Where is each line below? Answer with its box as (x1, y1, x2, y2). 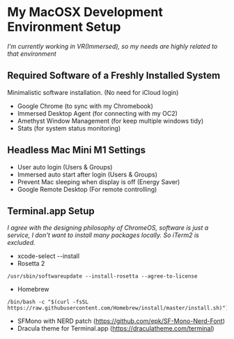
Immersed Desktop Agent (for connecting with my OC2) (17, 109, 178, 117)
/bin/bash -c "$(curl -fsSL (7, 299, 89, 306)
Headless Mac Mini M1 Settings (7, 144, 146, 156)
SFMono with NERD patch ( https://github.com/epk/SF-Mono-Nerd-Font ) (17, 317, 225, 325)
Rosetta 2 (17, 259, 45, 268)
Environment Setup (7, 19, 121, 35)
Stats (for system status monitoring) (17, 123, 120, 133)
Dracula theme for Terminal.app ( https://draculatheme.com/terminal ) (17, 324, 214, 333)
